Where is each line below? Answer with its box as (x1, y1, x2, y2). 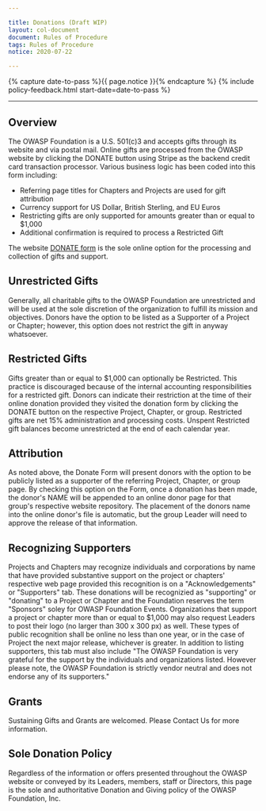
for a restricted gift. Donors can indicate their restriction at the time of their (8, 390, 252, 400)
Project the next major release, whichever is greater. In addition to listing (8, 638, 244, 648)
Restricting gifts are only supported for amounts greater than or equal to (19, 211, 255, 220)
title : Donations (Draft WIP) (8, 18, 108, 26)
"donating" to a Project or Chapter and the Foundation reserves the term (8, 596, 244, 606)
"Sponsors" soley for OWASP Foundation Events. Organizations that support (8, 604, 257, 614)
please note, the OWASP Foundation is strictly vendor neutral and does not (8, 664, 253, 673)
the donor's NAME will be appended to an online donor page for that (8, 493, 231, 503)
